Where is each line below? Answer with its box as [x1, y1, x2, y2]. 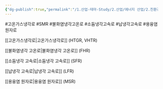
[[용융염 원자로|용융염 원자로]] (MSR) [5, 78, 76, 84]
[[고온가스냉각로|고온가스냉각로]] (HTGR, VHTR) [5, 37, 98, 43]
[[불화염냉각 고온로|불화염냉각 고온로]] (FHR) [5, 47, 91, 53]
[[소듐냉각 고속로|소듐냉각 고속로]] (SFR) [5, 58, 82, 63]
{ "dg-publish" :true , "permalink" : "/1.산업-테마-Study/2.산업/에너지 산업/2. [5, 7, 150, 12]
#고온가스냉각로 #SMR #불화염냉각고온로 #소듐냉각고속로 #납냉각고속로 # [5, 21, 147, 27]
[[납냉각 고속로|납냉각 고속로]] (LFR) [5, 68, 74, 74]
